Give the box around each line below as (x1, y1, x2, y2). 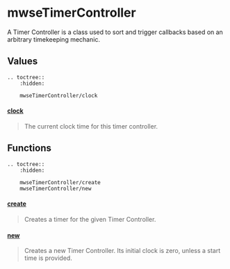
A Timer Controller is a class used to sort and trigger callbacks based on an (7, 28, 224, 36)
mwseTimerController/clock (19, 92, 98, 99)
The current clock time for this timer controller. (24, 122, 158, 130)
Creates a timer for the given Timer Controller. (24, 215, 156, 223)
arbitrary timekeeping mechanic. (7, 35, 101, 43)
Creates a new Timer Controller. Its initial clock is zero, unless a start (24, 247, 221, 255)
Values (7, 56, 38, 67)
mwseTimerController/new (19, 185, 92, 192)
